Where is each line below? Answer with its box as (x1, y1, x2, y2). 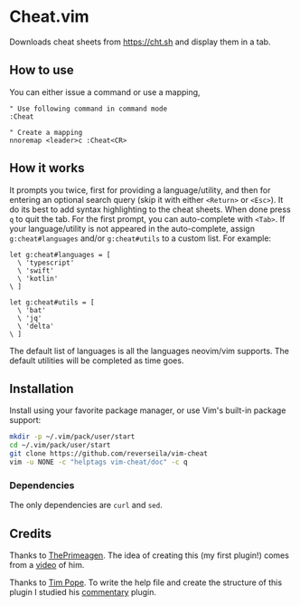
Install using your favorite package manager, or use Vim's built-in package (9, 405, 286, 416)
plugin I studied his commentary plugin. (9, 586, 156, 597)
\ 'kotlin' (17, 274, 59, 283)
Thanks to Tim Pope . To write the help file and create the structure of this (9, 577, 283, 588)
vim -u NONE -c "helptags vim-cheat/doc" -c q (9, 457, 188, 467)
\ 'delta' (17, 322, 54, 331)
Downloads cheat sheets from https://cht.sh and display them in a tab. (9, 36, 271, 47)
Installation (9, 380, 74, 396)
